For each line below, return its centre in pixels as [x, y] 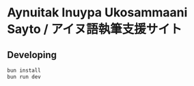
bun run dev [24, 76]
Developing [32, 55]
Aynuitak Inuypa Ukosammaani [97, 13]
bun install [24, 70]
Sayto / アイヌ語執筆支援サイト [95, 29]
